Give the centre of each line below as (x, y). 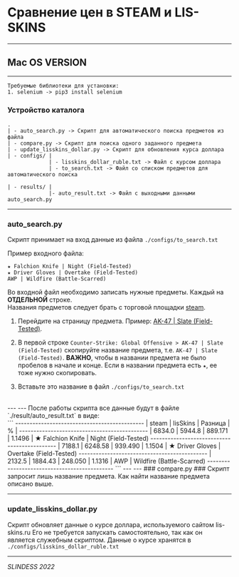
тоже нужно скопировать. (57, 373)
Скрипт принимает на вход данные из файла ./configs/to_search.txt (113, 240)
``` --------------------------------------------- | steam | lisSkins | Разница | (119, 423)
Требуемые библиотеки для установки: (63, 86)
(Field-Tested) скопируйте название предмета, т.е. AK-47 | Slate (118, 350)
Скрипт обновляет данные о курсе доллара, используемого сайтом (111, 524)
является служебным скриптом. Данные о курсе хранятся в (99, 540)
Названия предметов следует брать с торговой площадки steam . (107, 307)
